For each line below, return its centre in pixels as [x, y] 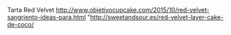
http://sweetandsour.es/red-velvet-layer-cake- [157, 17]
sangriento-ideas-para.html [46, 17]
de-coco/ [21, 24]
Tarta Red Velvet [31, 10]
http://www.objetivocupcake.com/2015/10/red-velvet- [133, 10]
